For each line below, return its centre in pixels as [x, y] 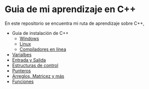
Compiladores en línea [43, 49]
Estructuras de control [35, 65]
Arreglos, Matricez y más [38, 76]
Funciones [23, 81]
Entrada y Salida [29, 60]
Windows [29, 38]
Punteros [21, 71]
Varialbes [22, 55]
